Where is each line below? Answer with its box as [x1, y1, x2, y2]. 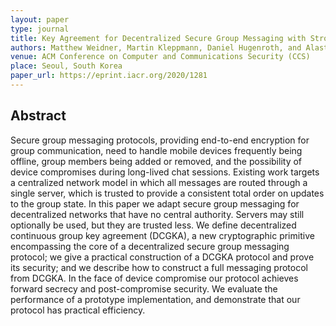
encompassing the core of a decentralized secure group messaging [10, 240, 290, 252]
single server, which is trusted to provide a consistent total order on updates [10, 187, 325, 199]
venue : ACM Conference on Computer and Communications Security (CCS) [10, 52, 311, 62]
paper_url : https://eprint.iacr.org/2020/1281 [10, 71, 208, 81]
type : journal [10, 24, 70, 34]
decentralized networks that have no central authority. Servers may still [10, 208, 305, 220]
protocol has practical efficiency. [10, 304, 146, 316]
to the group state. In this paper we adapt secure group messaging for [10, 197, 300, 210]
